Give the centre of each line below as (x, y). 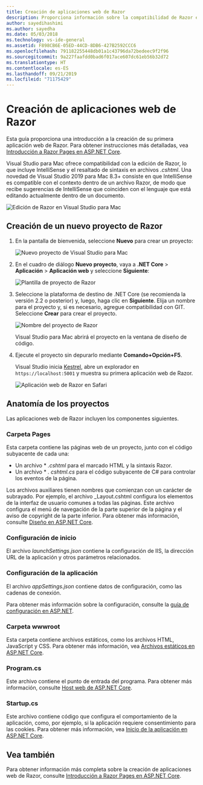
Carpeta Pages (29, 434)
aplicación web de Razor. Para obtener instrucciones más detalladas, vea (97, 145)
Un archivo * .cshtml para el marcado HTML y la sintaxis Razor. (93, 465)
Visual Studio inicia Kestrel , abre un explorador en (77, 366)
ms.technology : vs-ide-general (46, 40)
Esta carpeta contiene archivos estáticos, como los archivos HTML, (90, 639)
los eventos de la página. (46, 478)
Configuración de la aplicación (52, 573)
